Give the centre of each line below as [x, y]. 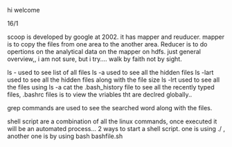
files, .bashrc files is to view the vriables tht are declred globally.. [100, 94]
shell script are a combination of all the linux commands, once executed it [112, 121]
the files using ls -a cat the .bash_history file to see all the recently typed [111, 87]
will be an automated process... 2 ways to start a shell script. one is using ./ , [116, 129]
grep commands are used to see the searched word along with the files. [110, 108]
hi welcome [24, 10]
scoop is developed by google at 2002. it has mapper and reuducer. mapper [116, 37]
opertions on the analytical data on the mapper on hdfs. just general [104, 52]
